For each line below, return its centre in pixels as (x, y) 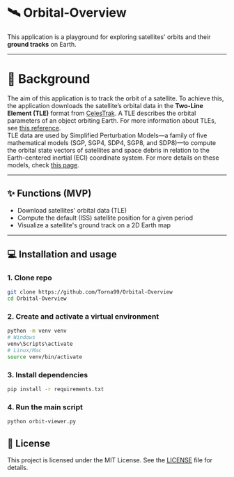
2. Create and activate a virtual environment (83, 317)
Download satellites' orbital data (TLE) (72, 210)
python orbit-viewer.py (42, 422)
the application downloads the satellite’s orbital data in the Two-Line (105, 105)
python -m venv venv (37, 331)
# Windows (22, 338)
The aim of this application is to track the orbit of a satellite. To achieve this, (116, 98)
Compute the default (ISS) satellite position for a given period (105, 218)
